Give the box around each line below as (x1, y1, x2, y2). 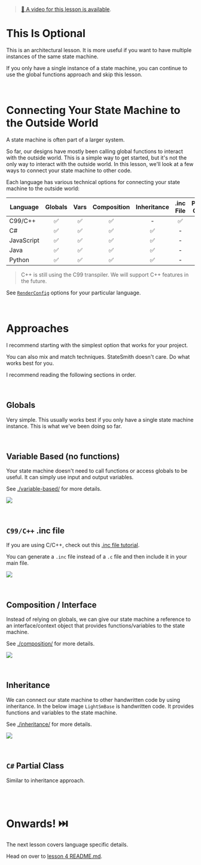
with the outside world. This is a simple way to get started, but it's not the (6, 154, 187, 161)
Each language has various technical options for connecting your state (6, 178, 181, 185)
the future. (20, 277, 47, 284)
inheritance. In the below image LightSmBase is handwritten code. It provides (6, 702, 194, 710)
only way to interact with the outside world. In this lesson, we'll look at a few (6, 160, 194, 167)
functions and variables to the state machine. (6, 708, 118, 716)
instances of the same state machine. (6, 53, 99, 60)
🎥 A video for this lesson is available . (20, 6, 112, 13)
